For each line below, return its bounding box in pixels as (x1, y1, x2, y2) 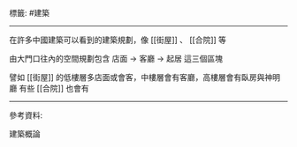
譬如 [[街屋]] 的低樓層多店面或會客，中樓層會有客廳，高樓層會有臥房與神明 (9, 72, 281, 82)
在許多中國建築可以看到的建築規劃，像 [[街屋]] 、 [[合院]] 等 (9, 34, 227, 45)
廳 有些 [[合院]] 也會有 (9, 83, 90, 93)
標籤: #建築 (9, 8, 50, 18)
